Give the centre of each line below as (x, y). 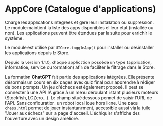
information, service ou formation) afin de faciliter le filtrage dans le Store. (80, 67)
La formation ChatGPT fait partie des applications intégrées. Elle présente (80, 77)
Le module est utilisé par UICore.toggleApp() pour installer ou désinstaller (80, 47)
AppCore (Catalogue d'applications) (81, 9)
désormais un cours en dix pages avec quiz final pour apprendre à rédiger (80, 82)
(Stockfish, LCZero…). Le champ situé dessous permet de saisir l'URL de (79, 97)
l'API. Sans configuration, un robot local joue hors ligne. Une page (72, 103)
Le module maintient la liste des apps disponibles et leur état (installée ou (79, 27)
